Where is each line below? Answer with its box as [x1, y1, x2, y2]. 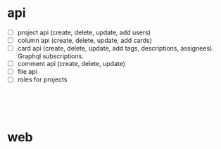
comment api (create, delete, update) [17, 60, 125, 68]
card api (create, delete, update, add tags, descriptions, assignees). [17, 44, 215, 53]
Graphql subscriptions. [17, 52, 84, 60]
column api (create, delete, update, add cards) [17, 37, 153, 44]
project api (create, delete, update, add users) [17, 28, 151, 37]
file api [17, 67, 37, 76]
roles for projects [17, 75, 68, 84]
